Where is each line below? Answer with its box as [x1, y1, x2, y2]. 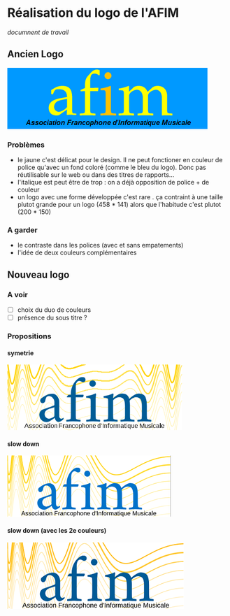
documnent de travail [7, 28, 69, 36]
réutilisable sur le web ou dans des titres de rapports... [17, 171, 175, 179]
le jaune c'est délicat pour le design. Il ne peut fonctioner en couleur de [17, 156, 223, 164]
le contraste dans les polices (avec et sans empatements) [17, 241, 184, 250]
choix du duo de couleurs [17, 306, 92, 314]
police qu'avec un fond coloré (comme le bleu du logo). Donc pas [17, 163, 206, 172]
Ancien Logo [7, 48, 64, 60]
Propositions [7, 331, 52, 341]
